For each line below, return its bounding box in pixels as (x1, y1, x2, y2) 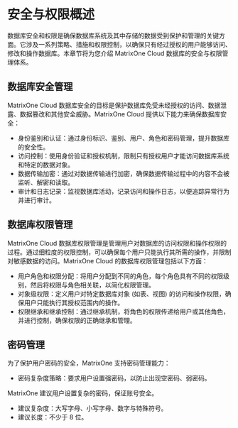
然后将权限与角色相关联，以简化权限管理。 (30, 280, 155, 289)
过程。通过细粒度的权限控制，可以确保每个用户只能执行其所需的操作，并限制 (7, 248, 232, 256)
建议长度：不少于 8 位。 (17, 413, 88, 422)
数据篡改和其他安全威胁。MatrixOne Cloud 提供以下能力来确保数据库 (19, 109, 221, 118)
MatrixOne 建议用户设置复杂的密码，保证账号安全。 (7, 389, 158, 397)
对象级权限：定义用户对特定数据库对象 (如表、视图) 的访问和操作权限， (17, 289, 225, 298)
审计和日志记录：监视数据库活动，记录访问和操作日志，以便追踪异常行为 (17, 187, 229, 195)
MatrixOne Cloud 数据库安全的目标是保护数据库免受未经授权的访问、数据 (7, 101, 221, 109)
